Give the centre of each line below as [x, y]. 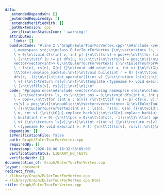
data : [10, 9]
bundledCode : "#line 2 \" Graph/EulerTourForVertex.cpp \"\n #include [79, 45]
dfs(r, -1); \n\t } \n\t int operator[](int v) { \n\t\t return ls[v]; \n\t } [87, 77]
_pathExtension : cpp [30, 28]
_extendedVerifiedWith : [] [37, 23]
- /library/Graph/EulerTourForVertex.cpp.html [53, 180]
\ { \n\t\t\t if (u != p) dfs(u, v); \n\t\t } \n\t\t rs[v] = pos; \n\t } [82, 59]
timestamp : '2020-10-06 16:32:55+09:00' [51, 149]
